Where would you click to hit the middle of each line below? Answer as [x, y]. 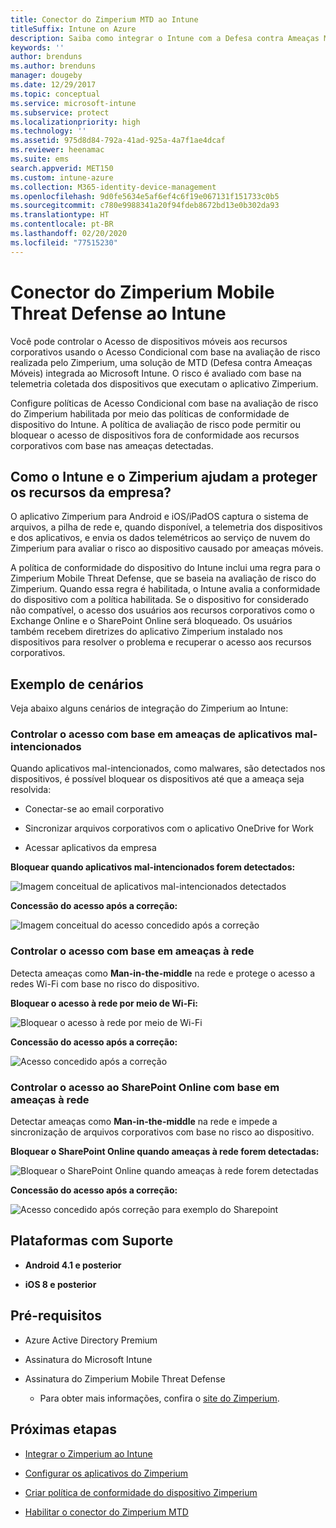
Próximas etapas [63, 1429]
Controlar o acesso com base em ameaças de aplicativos [151, 734]
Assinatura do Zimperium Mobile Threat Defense [125, 1378]
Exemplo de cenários [77, 684]
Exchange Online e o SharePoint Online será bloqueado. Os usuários [151, 621]
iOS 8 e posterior [60, 1284]
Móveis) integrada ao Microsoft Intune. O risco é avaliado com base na [156, 373]
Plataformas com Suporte [92, 1241]
